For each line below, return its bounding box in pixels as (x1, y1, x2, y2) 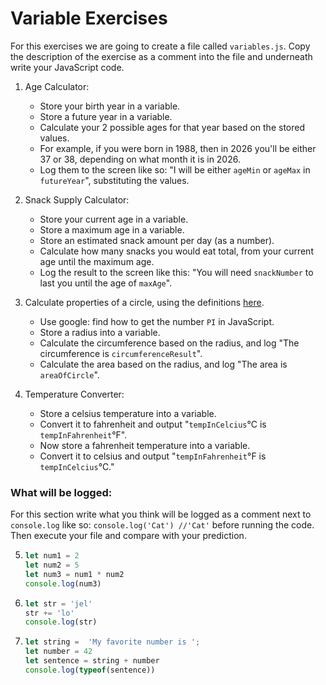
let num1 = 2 (24, 551, 80, 561)
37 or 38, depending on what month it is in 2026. (39, 153, 241, 165)
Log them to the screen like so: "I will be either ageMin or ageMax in (39, 163, 311, 176)
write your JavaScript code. (10, 61, 125, 73)
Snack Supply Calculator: (24, 193, 130, 206)
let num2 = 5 (24, 560, 80, 571)
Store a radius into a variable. (39, 326, 161, 338)
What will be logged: (10, 485, 113, 499)
